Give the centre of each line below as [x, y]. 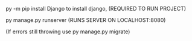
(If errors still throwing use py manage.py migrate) [68, 31]
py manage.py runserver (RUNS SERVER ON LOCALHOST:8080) [86, 20]
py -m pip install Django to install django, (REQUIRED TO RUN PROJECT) [96, 9]
